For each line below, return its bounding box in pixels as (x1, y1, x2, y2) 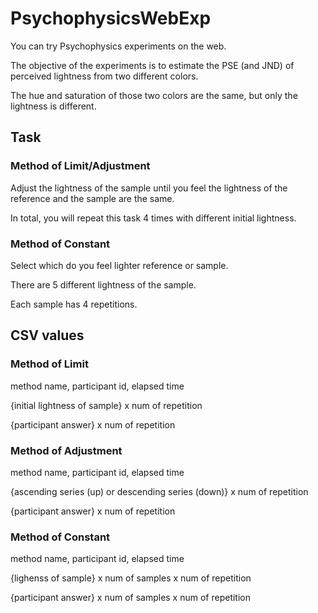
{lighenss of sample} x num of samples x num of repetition (10, 572, 252, 584)
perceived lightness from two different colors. (10, 70, 199, 82)
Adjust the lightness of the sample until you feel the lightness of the (10, 182, 288, 194)
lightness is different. (10, 100, 97, 112)
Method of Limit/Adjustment (10, 159, 151, 173)
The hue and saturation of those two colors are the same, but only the (10, 89, 298, 101)
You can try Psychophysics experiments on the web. (10, 40, 227, 52)
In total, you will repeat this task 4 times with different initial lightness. (10, 212, 297, 224)
